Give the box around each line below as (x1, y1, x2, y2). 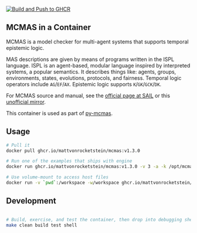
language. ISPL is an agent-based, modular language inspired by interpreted (6, 62, 191, 69)
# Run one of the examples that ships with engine (6, 158, 133, 164)
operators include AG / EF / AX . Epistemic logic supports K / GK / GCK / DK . (6, 80, 162, 87)
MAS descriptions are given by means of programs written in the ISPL (6, 56, 175, 63)
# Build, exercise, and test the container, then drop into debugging (6, 217, 182, 222)
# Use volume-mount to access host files (6, 174, 109, 180)
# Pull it (6, 142, 30, 148)
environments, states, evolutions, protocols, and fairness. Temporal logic (6, 74, 182, 82)
